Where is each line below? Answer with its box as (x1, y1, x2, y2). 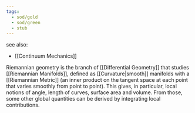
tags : (6, 8, 19, 15)
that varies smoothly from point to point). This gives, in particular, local (6, 83, 177, 90)
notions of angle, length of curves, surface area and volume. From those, (6, 89, 183, 96)
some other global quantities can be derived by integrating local (6, 95, 161, 102)
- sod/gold (11, 14, 38, 20)
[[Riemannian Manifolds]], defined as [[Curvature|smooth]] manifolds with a (6, 70, 190, 77)
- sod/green (11, 19, 41, 25)
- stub (11, 25, 28, 31)
